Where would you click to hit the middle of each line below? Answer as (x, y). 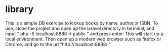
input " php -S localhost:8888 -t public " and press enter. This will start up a (84, 33)
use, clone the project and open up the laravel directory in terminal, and (80, 28)
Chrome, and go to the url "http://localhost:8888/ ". (59, 44)
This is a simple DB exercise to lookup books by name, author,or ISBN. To (82, 23)
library (19, 9)
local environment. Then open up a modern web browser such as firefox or (83, 39)
